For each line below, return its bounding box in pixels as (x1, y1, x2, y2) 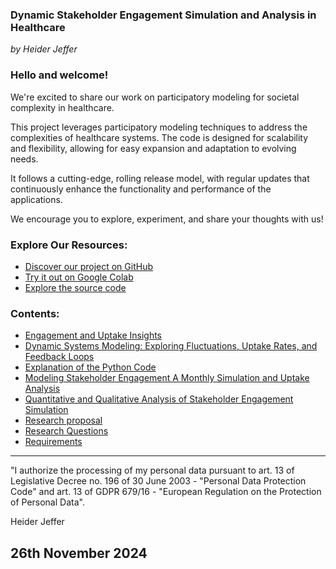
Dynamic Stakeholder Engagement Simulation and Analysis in (10, 8, 317, 22)
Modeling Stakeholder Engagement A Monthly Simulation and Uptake (24, 372, 310, 384)
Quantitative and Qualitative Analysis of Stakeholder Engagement (24, 393, 294, 405)
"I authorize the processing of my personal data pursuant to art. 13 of (10, 464, 295, 477)
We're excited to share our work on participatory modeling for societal (10, 91, 300, 103)
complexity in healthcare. (10, 101, 115, 113)
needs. (10, 153, 39, 165)
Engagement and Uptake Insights (24, 329, 163, 342)
